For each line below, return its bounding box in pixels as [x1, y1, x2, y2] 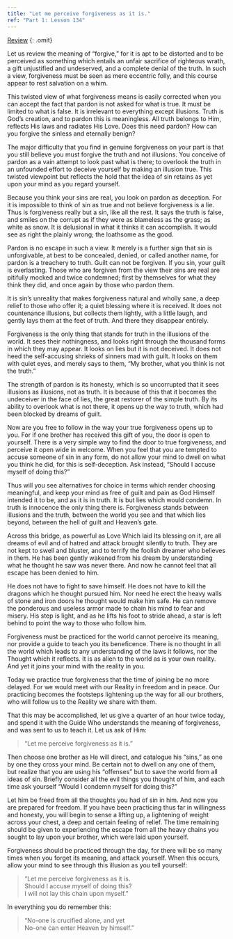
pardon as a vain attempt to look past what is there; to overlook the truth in [7, 157, 221, 166]
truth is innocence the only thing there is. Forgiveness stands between [7, 503, 209, 511]
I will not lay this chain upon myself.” [24, 889, 129, 897]
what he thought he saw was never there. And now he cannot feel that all [7, 561, 217, 569]
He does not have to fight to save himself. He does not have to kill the [7, 581, 207, 590]
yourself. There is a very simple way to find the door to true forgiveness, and [7, 438, 227, 446]
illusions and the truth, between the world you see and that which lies [7, 511, 207, 519]
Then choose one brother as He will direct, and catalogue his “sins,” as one [7, 753, 223, 761]
